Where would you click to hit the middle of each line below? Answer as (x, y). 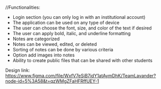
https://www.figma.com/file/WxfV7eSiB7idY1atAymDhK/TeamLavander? (81, 76)
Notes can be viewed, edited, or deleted (55, 44)
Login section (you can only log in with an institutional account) (79, 17)
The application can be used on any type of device (66, 23)
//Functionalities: (23, 7)
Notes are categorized (36, 39)
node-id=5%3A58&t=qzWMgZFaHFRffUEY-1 (52, 81)
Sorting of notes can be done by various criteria (63, 50)
